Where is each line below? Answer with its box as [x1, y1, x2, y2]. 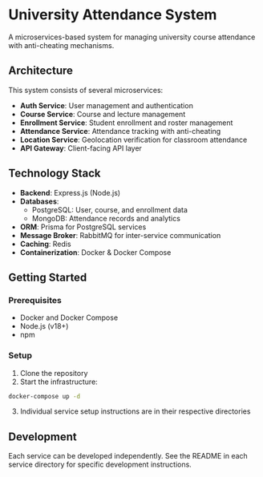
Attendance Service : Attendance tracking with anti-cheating [19, 126, 221, 135]
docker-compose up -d [8, 392, 81, 400]
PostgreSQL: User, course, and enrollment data [31, 204, 188, 214]
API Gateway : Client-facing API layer [19, 143, 143, 153]
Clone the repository [19, 368, 88, 378]
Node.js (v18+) [19, 321, 69, 331]
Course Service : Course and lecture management [19, 109, 186, 119]
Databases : [19, 196, 59, 206]
